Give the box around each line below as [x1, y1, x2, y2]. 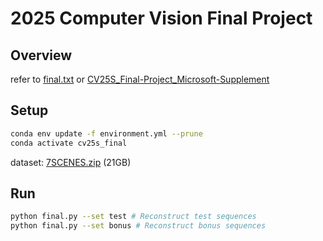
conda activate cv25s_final [10, 138, 128, 148]
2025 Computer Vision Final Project [10, 7, 313, 30]
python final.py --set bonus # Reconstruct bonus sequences [10, 221, 267, 231]
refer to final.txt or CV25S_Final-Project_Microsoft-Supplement [10, 73, 270, 85]
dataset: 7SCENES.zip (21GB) [10, 156, 132, 168]
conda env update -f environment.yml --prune [10, 128, 203, 139]
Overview [10, 47, 73, 64]
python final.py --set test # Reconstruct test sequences [10, 212, 257, 222]
